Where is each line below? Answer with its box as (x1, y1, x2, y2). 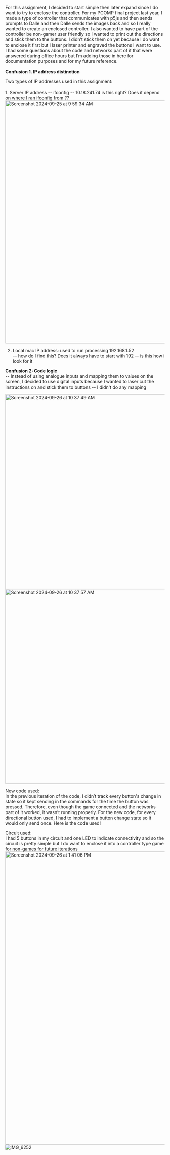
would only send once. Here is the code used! (5, 820, 101, 826)
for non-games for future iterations (5, 846, 78, 852)
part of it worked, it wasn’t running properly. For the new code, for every (5, 809, 156, 815)
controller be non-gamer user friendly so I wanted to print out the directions (5, 31, 163, 37)
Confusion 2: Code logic (5, 368, 57, 374)
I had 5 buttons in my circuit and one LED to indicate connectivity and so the (5, 835, 164, 841)
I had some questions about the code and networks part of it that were (5, 48, 153, 53)
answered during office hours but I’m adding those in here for (5, 53, 134, 59)
